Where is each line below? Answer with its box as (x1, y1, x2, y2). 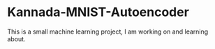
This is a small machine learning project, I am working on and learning (7, 27, 209, 36)
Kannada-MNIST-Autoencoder (7, 4, 190, 20)
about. (7, 34, 26, 43)
